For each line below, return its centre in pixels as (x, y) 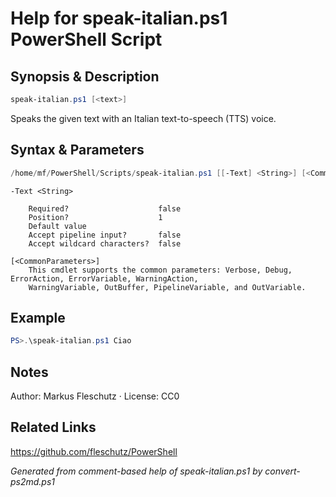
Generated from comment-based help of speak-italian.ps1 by (136, 471)
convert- (282, 471)
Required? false (105, 208)
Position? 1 (95, 217)
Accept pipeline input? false (105, 235)
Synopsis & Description (85, 76)
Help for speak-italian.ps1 (119, 18)
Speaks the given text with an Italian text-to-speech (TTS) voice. (143, 118)
